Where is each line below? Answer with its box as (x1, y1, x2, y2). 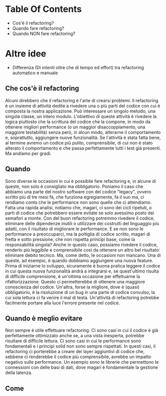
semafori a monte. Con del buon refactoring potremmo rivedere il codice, (5, 215, 155, 221)
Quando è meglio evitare (5, 314, 83, 322)
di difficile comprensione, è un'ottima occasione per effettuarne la (5, 273, 140, 279)
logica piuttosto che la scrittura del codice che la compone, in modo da (5, 119, 151, 125)
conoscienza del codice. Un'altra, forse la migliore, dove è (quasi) (5, 284, 140, 290)
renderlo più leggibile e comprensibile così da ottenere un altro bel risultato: (5, 247, 161, 253)
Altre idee (5, 48, 46, 59)
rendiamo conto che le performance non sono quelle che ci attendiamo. (5, 199, 152, 205)
